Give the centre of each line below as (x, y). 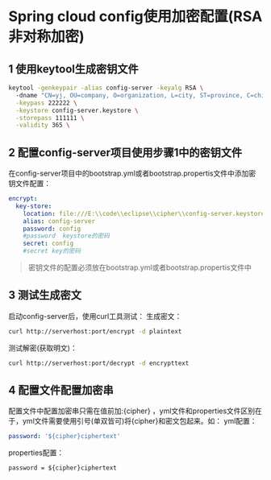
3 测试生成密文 (45, 295)
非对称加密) (46, 37)
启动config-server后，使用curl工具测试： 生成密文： (95, 316)
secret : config (48, 244)
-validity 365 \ (43, 126)
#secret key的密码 (52, 251)
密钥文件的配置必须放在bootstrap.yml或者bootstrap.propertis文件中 (140, 267)
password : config (52, 229)
